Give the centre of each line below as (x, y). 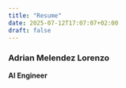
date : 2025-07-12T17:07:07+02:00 (63, 23)
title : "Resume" (35, 15)
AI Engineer (28, 75)
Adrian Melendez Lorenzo (59, 58)
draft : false (30, 30)
